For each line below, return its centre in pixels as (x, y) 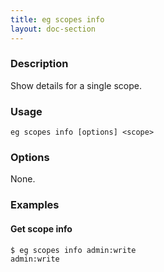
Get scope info (41, 228)
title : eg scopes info (57, 19)
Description (39, 64)
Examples (35, 205)
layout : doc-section (53, 29)
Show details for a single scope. (76, 85)
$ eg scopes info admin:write (73, 250)
